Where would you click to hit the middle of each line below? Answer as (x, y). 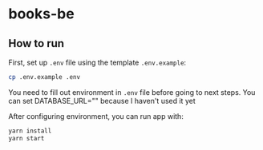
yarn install (30, 131)
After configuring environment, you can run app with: (96, 116)
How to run (36, 43)
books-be (41, 14)
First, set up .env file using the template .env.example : (97, 62)
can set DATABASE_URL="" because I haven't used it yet (102, 101)
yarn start (26, 138)
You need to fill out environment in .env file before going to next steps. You (132, 92)
